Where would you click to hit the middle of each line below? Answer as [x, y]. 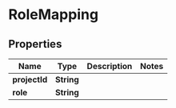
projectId [30, 79]
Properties [35, 44]
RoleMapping [53, 15]
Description [110, 66]
